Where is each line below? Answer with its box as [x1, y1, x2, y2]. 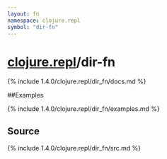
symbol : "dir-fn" [7, 23, 59, 30]
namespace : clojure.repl [7, 17, 81, 24]
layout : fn [7, 10, 40, 18]
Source [7, 125, 40, 137]
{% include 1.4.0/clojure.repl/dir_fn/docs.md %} [7, 77, 146, 86]
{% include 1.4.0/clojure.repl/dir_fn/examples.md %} [7, 105, 161, 113]
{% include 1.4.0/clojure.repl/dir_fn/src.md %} [7, 144, 142, 153]
